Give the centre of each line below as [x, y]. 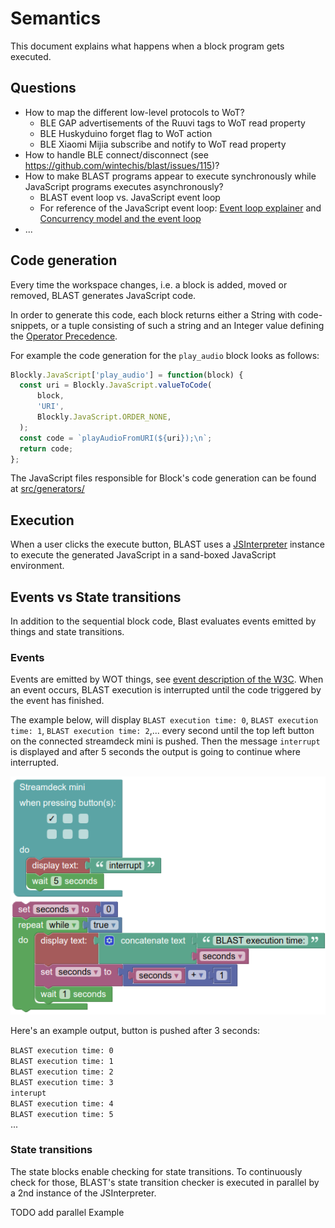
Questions [43, 88]
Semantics [56, 18]
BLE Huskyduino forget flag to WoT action [126, 133]
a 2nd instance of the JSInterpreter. [83, 1193]
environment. [37, 566]
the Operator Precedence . [64, 336]
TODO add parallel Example [67, 1212]
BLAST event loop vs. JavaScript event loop [130, 197]
